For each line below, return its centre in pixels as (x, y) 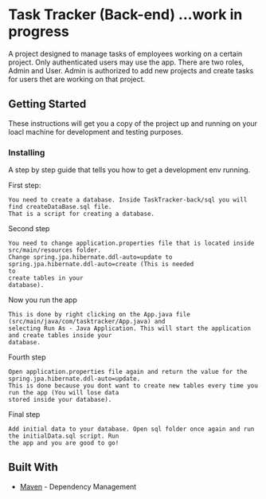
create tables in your (46, 278)
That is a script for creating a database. (82, 214)
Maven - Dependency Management (78, 486)
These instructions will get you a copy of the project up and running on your (133, 123)
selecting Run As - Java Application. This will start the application (129, 328)
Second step (29, 229)
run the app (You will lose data (64, 393)
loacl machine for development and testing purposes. (96, 132)
